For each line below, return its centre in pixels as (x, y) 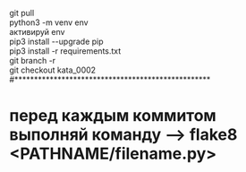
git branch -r (33, 60)
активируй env (37, 32)
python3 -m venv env (49, 22)
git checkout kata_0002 (53, 70)
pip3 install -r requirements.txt (65, 51)
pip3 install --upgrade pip (57, 41)
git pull (22, 13)
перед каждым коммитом (113, 116)
